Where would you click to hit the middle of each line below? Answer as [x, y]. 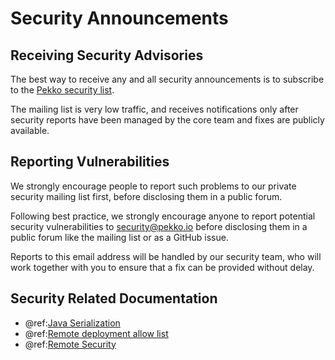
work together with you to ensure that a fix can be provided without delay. [162, 267]
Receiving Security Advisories [107, 55]
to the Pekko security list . [62, 90]
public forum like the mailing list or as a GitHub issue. [119, 237]
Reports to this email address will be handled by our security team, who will [166, 256]
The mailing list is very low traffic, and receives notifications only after [154, 109]
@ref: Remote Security [70, 344]
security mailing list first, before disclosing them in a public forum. [146, 196]
